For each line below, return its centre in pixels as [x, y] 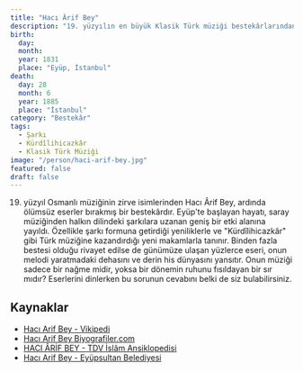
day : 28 [33, 85]
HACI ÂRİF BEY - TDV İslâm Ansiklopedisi [100, 349]
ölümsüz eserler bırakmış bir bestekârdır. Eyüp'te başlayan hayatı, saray [156, 212]
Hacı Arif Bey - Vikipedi [67, 329]
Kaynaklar [40, 307]
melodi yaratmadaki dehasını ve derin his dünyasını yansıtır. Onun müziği [158, 260]
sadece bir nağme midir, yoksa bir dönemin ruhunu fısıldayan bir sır [148, 269]
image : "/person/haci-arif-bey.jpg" [79, 160]
